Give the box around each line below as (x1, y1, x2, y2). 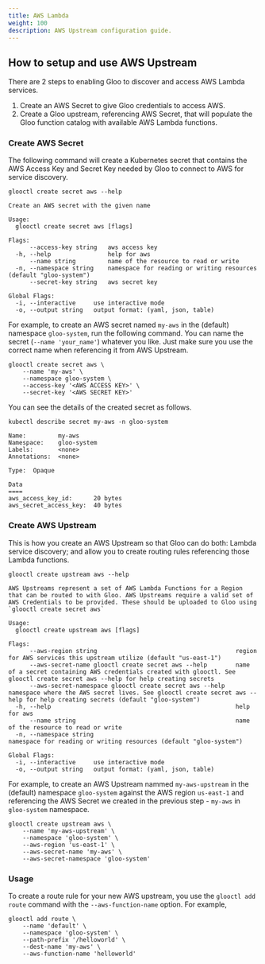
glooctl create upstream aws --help (8, 570, 129, 578)
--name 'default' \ (22, 922, 87, 931)
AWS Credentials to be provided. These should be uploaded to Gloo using (8, 598, 258, 606)
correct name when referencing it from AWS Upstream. (8, 345, 189, 355)
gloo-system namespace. (8, 804, 90, 814)
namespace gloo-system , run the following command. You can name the (8, 328, 244, 338)
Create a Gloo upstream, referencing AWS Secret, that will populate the (19, 109, 253, 119)
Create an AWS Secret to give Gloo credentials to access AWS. (19, 101, 226, 111)
